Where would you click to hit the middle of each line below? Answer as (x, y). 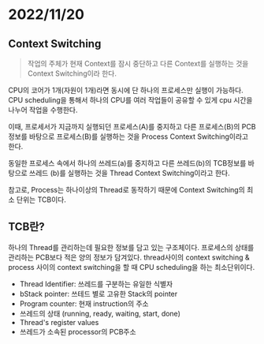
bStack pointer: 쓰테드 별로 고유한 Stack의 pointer (99, 294)
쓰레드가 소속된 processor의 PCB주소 (78, 331)
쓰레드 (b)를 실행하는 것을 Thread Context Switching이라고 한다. (129, 173)
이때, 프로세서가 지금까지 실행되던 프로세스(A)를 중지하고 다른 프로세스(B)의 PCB (132, 127)
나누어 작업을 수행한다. (43, 110)
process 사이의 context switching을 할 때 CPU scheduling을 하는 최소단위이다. (132, 267)
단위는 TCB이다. (41, 200)
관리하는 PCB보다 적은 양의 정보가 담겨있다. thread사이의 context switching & (129, 257)
